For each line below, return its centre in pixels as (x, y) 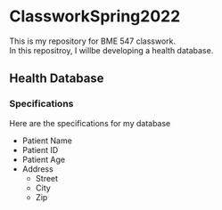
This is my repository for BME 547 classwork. (93, 41)
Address (37, 169)
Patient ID (40, 149)
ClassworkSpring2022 (95, 16)
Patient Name (47, 141)
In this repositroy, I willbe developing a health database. (111, 50)
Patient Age (43, 159)
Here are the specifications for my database (90, 123)
